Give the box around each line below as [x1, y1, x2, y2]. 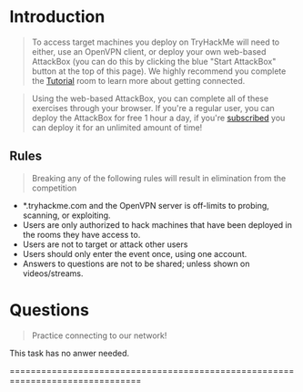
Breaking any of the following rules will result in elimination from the [31, 172, 287, 183]
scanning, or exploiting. [22, 210, 111, 221]
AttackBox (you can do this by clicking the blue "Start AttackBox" [31, 56, 277, 67]
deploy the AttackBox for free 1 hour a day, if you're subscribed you [31, 112, 286, 123]
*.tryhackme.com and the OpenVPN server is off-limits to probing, [22, 200, 270, 211]
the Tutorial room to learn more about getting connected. [31, 75, 246, 86]
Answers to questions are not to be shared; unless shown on [22, 258, 250, 269]
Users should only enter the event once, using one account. [22, 248, 247, 259]
